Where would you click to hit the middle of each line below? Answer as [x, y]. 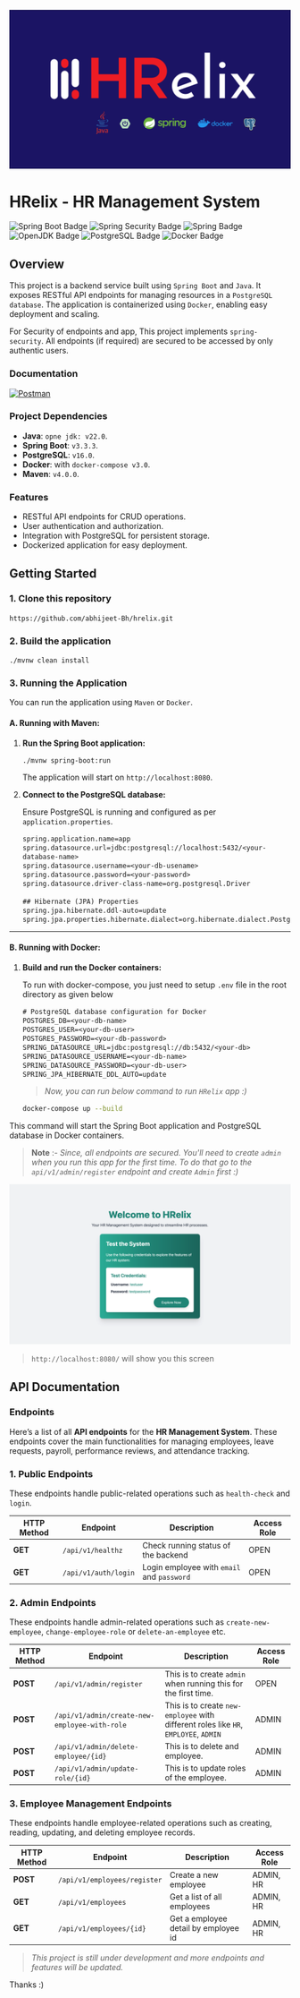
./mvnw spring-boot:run [67, 760]
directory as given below [67, 994]
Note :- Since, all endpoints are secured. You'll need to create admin [156, 1152]
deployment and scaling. [54, 314]
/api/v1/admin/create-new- [104, 1715]
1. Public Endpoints [51, 1473]
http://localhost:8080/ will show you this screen [122, 1359]
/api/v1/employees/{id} [102, 1929]
